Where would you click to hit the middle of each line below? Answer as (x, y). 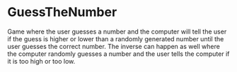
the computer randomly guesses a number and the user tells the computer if (118, 54)
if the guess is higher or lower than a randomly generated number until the (116, 38)
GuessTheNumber (62, 12)
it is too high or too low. (41, 61)
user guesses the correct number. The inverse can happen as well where (114, 46)
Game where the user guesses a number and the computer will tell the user (117, 31)
